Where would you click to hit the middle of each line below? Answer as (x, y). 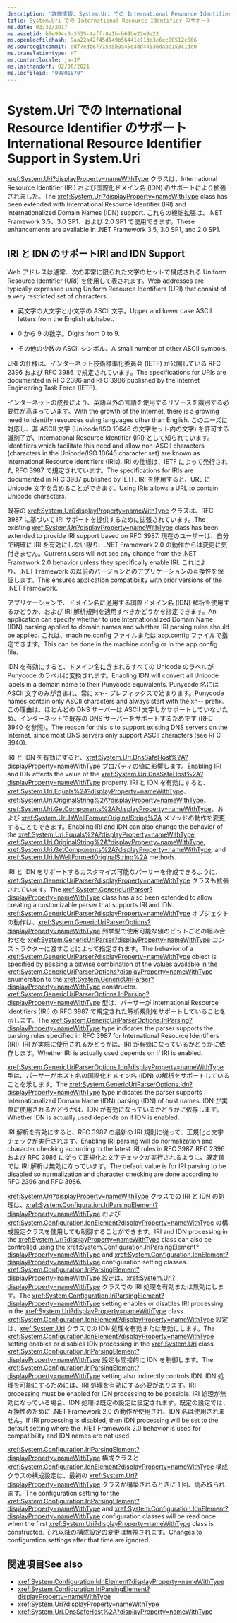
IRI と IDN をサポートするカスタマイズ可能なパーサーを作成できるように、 (115, 872)
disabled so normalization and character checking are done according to (113, 1174)
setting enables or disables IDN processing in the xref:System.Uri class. (111, 1344)
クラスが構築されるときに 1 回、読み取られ (164, 1484)
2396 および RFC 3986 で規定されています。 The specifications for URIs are (117, 373)
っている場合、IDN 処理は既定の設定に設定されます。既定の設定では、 (127, 1403)
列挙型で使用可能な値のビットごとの (154, 931)
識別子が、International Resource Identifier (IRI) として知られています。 (110, 438)
